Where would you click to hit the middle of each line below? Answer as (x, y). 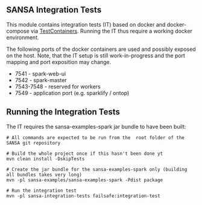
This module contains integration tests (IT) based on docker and (86, 24)
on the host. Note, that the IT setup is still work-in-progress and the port (96, 55)
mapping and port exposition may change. (59, 62)
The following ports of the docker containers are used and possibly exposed (101, 49)
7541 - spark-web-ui (40, 73)
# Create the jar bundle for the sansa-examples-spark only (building (97, 169)
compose (18, 31)
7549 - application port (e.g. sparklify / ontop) (72, 93)
